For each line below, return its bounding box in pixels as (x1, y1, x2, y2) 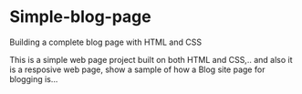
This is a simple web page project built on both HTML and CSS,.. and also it (9, 54, 293, 65)
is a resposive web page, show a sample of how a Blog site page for (9, 64, 266, 75)
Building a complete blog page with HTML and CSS (9, 37, 203, 47)
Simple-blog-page (9, 6, 152, 27)
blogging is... (9, 73, 58, 84)
